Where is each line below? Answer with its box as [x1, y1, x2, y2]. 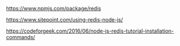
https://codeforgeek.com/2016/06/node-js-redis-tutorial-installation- [6, 27, 174, 34]
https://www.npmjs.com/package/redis [6, 5, 102, 12]
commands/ [6, 34, 35, 40]
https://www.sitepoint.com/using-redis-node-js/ [6, 16, 123, 23]
